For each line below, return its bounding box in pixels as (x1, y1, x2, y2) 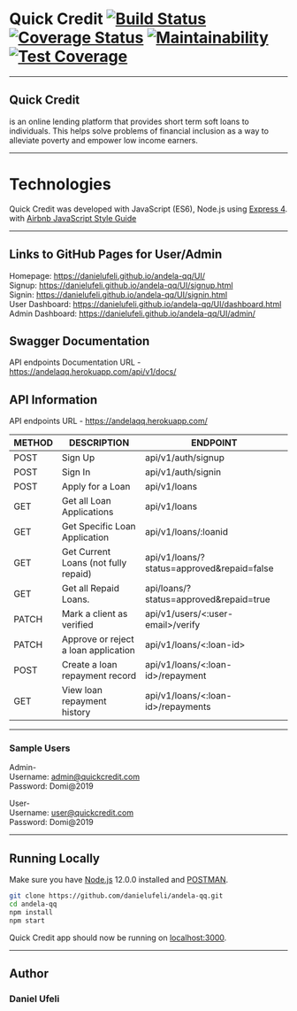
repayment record (61, 669, 137, 682)
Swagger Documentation (9, 333, 150, 349)
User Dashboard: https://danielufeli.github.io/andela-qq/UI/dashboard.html (9, 298, 282, 309)
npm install (9, 907, 53, 916)
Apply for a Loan (61, 481, 131, 493)
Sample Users (9, 742, 71, 754)
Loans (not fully (61, 557, 127, 569)
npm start (9, 916, 46, 925)
